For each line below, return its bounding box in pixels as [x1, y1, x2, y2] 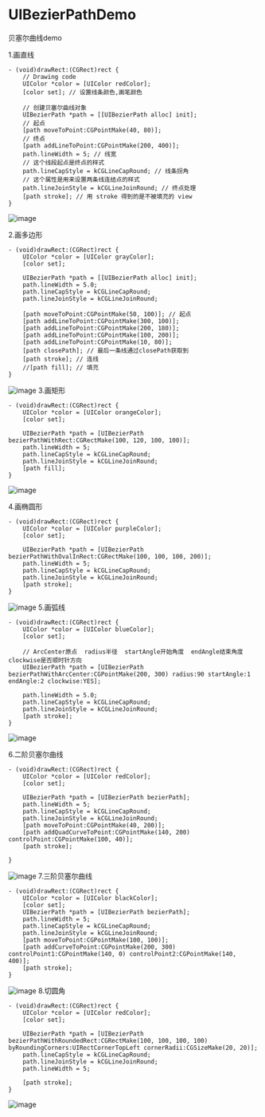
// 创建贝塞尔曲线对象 [22, 104, 88, 112]
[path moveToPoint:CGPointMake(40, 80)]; [22, 126, 162, 134]
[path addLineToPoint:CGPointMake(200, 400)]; [22, 141, 180, 149]
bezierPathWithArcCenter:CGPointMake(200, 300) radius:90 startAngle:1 [8, 670, 251, 678]
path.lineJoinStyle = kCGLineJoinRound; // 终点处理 [22, 184, 197, 192]
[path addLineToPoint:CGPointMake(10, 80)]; [22, 337, 173, 346]
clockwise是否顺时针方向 [8, 656, 82, 664]
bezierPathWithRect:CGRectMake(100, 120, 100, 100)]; [8, 436, 191, 444]
